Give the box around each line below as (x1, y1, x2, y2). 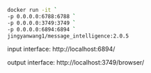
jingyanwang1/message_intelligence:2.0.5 (7, 32, 129, 40)
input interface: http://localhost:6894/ (7, 45, 116, 54)
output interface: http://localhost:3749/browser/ (7, 58, 145, 67)
